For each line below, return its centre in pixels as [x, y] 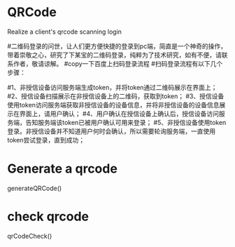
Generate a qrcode [62, 169]
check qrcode [48, 216]
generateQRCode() [35, 188]
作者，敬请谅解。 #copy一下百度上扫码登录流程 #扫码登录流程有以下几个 [118, 63]
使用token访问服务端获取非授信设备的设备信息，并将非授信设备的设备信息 [113, 105]
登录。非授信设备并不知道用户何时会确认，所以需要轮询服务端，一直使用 [111, 131]
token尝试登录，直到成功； [46, 140]
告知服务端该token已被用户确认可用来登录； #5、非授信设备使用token [126, 122]
